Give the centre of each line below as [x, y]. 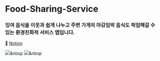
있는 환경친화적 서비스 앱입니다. [40, 33]
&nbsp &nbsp [26, 53]
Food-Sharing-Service [52, 9]
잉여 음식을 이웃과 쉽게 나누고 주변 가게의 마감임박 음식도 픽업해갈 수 [80, 25]
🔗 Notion [14, 43]
